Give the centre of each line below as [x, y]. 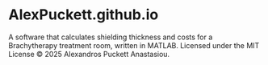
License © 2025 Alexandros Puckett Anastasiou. [89, 54]
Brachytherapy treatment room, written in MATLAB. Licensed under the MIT [134, 45]
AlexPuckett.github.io [84, 15]
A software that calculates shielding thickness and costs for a [111, 37]
